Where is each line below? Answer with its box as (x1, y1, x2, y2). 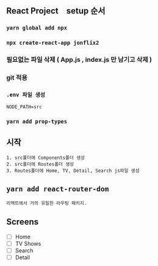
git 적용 (6, 73, 27, 82)
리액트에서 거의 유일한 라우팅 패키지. (6, 200, 87, 206)
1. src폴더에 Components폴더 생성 (6, 155, 85, 161)
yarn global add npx (6, 24, 68, 32)
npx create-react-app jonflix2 (6, 39, 99, 46)
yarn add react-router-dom (6, 184, 109, 193)
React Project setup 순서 (6, 6, 106, 17)
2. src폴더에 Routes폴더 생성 (6, 161, 74, 168)
